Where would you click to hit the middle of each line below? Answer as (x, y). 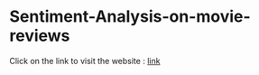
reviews (40, 36)
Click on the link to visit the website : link (85, 61)
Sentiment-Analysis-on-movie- (130, 17)
